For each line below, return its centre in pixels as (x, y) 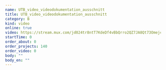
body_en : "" (17, 60)
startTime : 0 (19, 37)
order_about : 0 (21, 42)
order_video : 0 (21, 51)
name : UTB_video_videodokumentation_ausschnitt (55, 10)
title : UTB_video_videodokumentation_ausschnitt (56, 14)
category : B (17, 19)
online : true (19, 28)
